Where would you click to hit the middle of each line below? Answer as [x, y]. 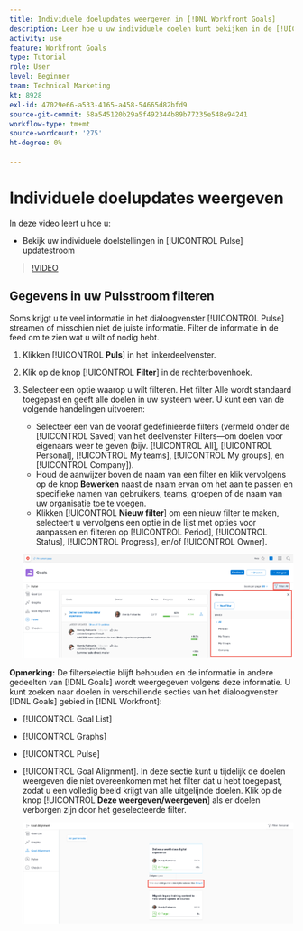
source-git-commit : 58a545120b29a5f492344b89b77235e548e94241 [129, 114]
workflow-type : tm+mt [50, 124]
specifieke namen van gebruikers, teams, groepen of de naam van [159, 493]
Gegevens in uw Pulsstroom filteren [112, 297]
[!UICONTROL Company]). [85, 464]
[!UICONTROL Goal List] [67, 719]
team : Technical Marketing [60, 86]
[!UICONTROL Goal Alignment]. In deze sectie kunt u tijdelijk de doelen [154, 771]
